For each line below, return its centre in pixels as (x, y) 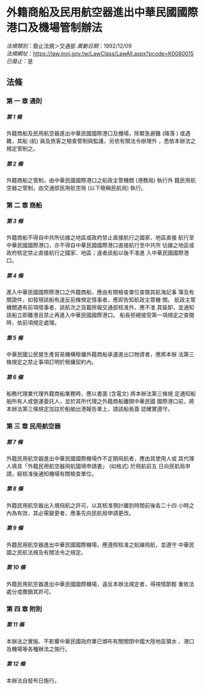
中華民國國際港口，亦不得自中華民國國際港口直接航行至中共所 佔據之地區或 (100, 245)
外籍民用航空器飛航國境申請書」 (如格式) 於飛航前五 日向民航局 (106, 466)
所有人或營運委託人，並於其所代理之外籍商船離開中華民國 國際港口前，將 (103, 401)
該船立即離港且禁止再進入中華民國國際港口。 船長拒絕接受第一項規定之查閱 (100, 315)
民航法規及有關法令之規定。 (51, 552)
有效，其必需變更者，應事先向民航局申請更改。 (75, 513)
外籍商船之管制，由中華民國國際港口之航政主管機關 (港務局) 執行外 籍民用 (99, 180)
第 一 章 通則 (24, 101)
